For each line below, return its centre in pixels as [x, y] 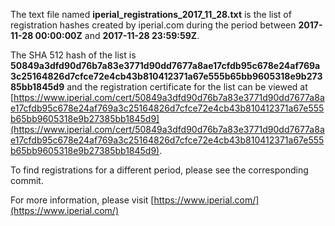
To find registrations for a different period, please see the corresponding [159, 170]
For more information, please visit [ [82, 200]
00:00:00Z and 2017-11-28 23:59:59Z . [117, 35]
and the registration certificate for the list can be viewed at [187, 87]
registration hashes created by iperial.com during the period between [153, 25]
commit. [27, 180]
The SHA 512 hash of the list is [73, 55]
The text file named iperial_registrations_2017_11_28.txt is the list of [151, 14]
